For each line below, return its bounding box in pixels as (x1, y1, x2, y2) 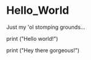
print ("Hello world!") (6, 35, 59, 42)
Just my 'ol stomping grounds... (6, 23, 86, 31)
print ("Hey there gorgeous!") (6, 46, 80, 54)
